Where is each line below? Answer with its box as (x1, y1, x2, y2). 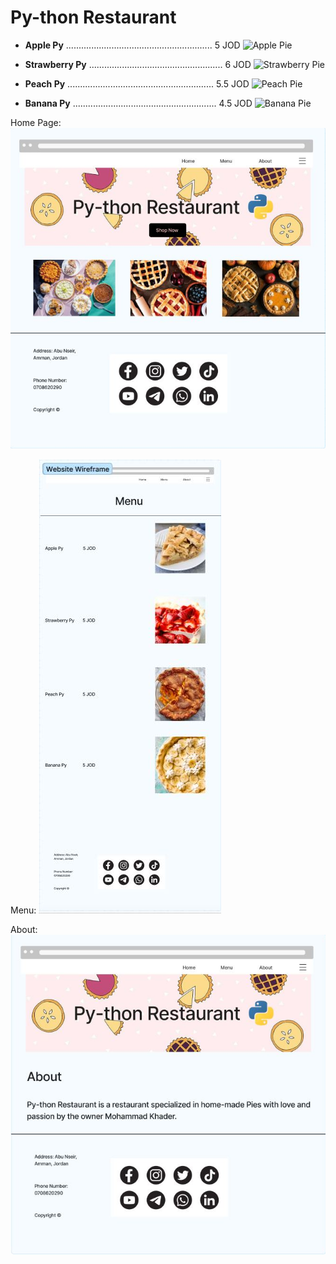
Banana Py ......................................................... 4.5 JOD (24, 97, 253, 109)
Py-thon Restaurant (10, 6, 177, 29)
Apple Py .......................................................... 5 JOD (24, 39, 241, 51)
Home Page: (10, 116, 62, 128)
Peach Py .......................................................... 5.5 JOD (24, 77, 250, 90)
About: (10, 923, 38, 935)
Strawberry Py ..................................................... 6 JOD (24, 58, 252, 70)
